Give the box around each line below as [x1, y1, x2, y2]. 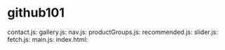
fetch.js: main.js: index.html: [7, 35, 88, 43]
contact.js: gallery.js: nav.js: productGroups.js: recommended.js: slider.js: [7, 28, 219, 36]
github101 [7, 5, 65, 21]
